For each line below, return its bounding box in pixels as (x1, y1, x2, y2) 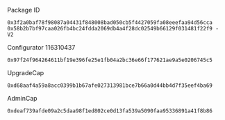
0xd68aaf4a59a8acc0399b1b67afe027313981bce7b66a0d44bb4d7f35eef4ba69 (7, 82, 213, 89)
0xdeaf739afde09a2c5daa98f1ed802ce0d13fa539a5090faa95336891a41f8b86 (7, 108, 213, 114)
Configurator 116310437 (7, 43, 76, 51)
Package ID (7, 6, 40, 14)
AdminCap (7, 94, 37, 102)
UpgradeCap (7, 69, 44, 77)
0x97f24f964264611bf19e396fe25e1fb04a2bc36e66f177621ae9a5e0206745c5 (7, 57, 213, 63)
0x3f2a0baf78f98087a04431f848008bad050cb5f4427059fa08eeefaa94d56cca (7, 19, 213, 26)
